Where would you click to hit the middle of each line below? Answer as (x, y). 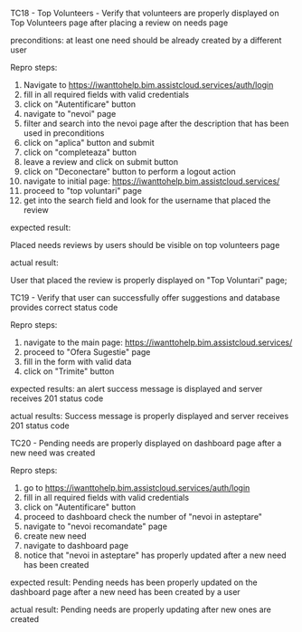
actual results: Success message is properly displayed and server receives (150, 416)
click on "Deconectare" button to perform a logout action (129, 172)
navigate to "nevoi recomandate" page (95, 526)
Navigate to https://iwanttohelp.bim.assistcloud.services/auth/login (148, 85)
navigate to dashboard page (76, 546)
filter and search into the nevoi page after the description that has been (156, 123)
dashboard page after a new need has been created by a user (125, 592)
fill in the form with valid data (77, 362)
